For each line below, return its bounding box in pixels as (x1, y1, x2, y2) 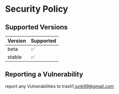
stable (7, 54, 22, 60)
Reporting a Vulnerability (5, 70, 83, 79)
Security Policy (5, 3, 69, 15)
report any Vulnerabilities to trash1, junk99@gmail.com (5, 83, 114, 89)
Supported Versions (5, 23, 68, 31)
